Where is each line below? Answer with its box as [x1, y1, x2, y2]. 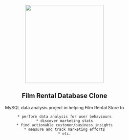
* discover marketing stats [36, 118, 93, 123]
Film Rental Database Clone [21, 92, 107, 100]
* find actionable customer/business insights [16, 122, 113, 127]
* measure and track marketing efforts [23, 127, 106, 132]
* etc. [58, 131, 71, 136]
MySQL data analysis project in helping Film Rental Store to [5, 104, 124, 110]
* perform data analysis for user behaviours [17, 114, 112, 119]
